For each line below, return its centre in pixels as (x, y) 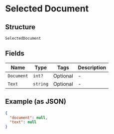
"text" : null (23, 122)
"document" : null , (29, 118)
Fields (15, 53)
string (41, 84)
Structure (20, 27)
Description (92, 67)
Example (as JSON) (36, 101)
